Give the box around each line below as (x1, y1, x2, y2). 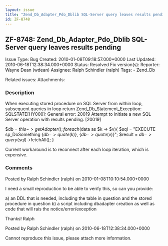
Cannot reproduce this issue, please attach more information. (5, 235, 131, 241)
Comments (5, 164, 32, 171)
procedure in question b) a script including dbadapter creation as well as (5, 200, 155, 206)
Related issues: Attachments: (5, 77, 65, 83)
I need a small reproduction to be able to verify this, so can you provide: (5, 185, 153, 191)
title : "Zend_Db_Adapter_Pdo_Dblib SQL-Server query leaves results (5, 12, 151, 17)
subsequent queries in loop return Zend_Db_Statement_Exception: (5, 106, 142, 112)
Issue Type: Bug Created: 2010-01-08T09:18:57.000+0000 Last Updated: (5, 56, 156, 63)
